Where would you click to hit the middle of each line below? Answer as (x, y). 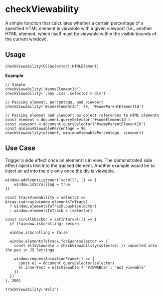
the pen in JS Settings (30, 250)
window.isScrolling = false (39, 232)
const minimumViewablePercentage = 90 (45, 128)
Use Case (20, 148)
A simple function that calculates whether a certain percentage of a (74, 23)
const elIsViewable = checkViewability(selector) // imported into (85, 245)
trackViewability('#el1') (32, 289)
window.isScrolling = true (42, 184)
